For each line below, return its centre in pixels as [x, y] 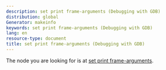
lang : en [17, 33]
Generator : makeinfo [31, 22]
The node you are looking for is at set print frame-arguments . [80, 60]
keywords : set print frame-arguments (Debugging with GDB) [79, 28]
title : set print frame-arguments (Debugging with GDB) [75, 44]
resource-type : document [36, 38]
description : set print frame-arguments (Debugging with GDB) [83, 11]
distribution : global [32, 17]
